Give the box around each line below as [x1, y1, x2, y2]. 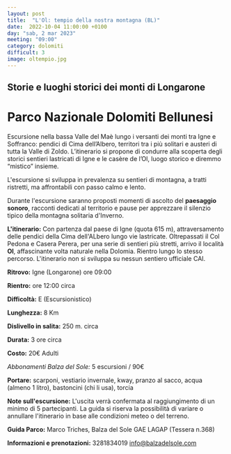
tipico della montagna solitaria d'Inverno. [7, 211, 124, 220]
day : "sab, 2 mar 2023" [7, 29, 77, 37]
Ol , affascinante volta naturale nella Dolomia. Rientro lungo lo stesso [7, 247, 203, 255]
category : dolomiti [7, 43, 64, 50]
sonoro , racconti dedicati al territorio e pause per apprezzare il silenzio [7, 204, 211, 213]
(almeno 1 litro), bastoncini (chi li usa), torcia [7, 384, 134, 392]
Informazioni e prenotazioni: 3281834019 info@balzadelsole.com [7, 439, 197, 447]
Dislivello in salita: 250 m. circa [7, 322, 99, 331]
